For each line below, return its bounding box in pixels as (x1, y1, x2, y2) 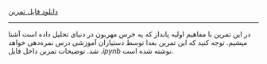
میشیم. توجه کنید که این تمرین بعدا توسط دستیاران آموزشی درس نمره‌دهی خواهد (8, 38, 248, 47)
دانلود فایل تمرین (8, 7, 58, 16)
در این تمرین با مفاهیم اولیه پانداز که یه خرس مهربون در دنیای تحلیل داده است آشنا (8, 29, 251, 39)
